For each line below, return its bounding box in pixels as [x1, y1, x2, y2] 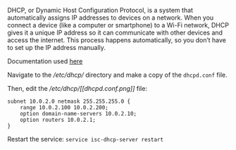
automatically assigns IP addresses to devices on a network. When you [7, 13, 214, 22]
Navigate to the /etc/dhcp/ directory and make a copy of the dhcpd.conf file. [7, 70, 228, 79]
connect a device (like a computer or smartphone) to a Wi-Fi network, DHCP [7, 21, 229, 29]
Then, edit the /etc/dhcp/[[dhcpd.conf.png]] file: [7, 85, 148, 92]
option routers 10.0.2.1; [20, 116, 97, 123]
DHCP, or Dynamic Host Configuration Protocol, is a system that [7, 6, 194, 14]
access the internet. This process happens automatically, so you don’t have [7, 36, 227, 44]
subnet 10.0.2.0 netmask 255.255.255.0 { [7, 98, 131, 105]
